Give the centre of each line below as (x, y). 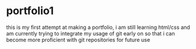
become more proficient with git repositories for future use (78, 40)
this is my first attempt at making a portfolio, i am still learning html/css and (98, 27)
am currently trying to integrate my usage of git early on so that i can (91, 33)
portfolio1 (30, 11)
